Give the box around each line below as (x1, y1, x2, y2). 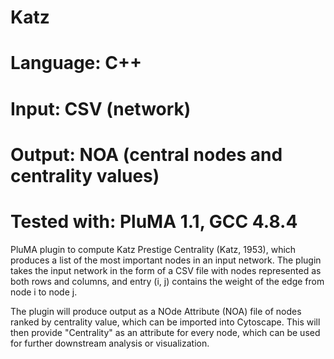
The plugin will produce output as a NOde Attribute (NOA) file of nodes (10, 305, 302, 317)
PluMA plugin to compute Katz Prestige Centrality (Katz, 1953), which (10, 243, 297, 255)
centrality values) (10, 164, 160, 187)
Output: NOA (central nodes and (10, 143, 283, 166)
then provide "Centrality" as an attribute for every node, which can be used (10, 326, 321, 338)
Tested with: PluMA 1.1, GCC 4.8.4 (10, 210, 298, 233)
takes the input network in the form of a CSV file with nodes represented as (10, 264, 322, 276)
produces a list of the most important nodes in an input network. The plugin (10, 254, 322, 266)
